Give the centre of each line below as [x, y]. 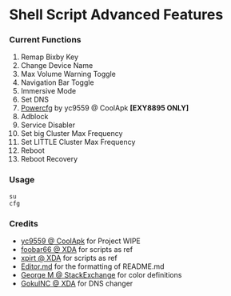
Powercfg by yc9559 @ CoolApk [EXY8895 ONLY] [105, 108]
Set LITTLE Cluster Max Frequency [78, 142]
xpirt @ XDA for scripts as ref [69, 258]
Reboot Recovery [49, 159]
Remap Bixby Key [50, 57]
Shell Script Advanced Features [116, 15]
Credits [24, 223]
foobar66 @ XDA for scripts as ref [77, 250]
